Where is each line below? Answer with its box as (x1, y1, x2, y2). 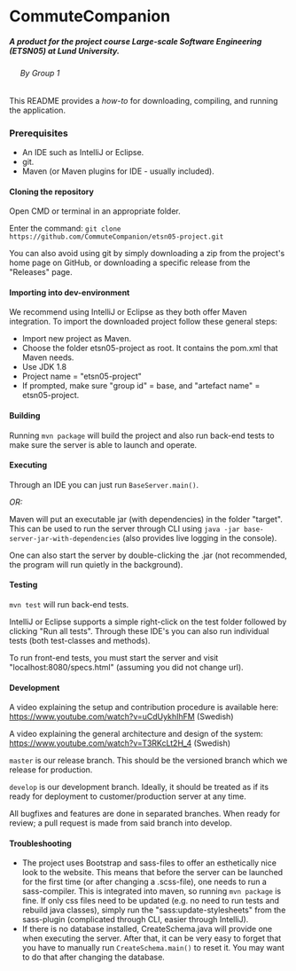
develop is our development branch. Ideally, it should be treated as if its (9, 782, 269, 793)
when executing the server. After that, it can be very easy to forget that (21, 933, 282, 944)
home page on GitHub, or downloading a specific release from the (9, 257, 251, 268)
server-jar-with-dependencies (9, 534, 121, 543)
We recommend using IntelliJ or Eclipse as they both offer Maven (9, 307, 247, 317)
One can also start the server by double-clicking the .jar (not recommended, (9, 550, 288, 560)
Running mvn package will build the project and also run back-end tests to (9, 430, 275, 441)
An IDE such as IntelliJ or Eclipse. (21, 147, 144, 158)
